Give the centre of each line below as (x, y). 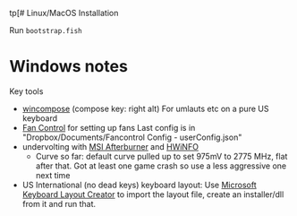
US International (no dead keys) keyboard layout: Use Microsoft (139, 185)
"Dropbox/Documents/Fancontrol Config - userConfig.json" (132, 137)
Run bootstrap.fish (46, 30)
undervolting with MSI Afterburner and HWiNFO (110, 146)
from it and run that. (59, 203)
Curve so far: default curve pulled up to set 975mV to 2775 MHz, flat (161, 156)
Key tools (26, 91)
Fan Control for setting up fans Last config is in (109, 127)
